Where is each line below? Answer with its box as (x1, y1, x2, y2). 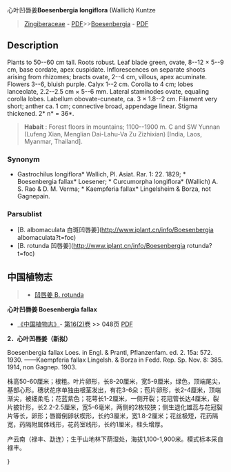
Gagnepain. (17, 192, 50, 201)
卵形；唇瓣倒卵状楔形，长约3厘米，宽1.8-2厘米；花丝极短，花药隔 (30, 412, 219, 420)
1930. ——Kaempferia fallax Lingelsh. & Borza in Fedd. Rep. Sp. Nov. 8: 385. (7, 356, 223, 364)
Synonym (7, 154, 40, 164)
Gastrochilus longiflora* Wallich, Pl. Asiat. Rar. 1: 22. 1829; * (17, 170, 186, 178)
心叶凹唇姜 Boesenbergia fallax (7, 305, 98, 314)
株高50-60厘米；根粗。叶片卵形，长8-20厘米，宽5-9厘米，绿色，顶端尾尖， (7, 378, 224, 386)
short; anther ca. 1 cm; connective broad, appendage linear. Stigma (7, 102, 198, 110)
